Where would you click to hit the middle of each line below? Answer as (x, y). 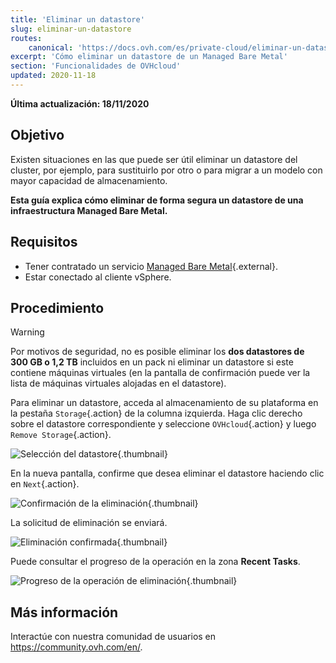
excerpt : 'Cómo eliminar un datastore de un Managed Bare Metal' (149, 57)
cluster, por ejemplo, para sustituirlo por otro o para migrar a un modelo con (166, 170)
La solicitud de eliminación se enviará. (89, 523)
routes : (26, 38)
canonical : (51, 47)
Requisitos (44, 242)
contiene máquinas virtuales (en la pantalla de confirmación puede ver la (160, 373)
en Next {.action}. (45, 484)
